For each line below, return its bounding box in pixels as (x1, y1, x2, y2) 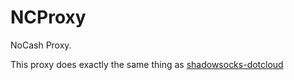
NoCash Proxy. (10, 39, 72, 51)
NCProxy (10, 6, 87, 29)
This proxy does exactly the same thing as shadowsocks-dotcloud (10, 58, 284, 70)
